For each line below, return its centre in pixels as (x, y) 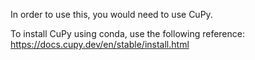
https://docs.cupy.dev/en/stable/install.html (100, 44)
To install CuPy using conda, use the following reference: (127, 33)
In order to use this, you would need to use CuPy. (111, 14)
